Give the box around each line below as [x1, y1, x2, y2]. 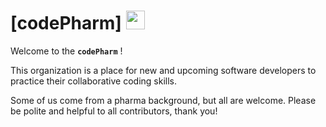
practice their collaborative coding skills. [10, 75, 178, 87]
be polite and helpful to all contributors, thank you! [10, 105, 218, 117]
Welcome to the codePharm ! [10, 45, 123, 57]
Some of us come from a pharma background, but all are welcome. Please [10, 94, 317, 106]
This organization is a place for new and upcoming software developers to [10, 64, 317, 76]
